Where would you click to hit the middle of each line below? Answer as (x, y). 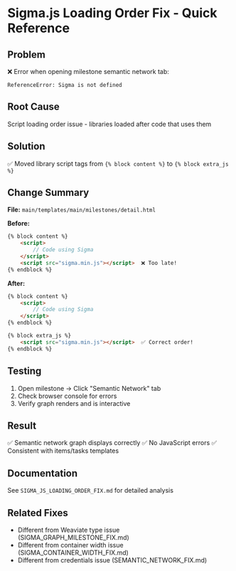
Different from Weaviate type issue (69, 530)
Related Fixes (38, 513)
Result (22, 425)
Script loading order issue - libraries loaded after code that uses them (109, 124)
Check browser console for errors (67, 396)
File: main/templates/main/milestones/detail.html (82, 210)
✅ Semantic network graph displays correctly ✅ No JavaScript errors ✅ (112, 443)
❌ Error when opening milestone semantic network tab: (88, 72)
